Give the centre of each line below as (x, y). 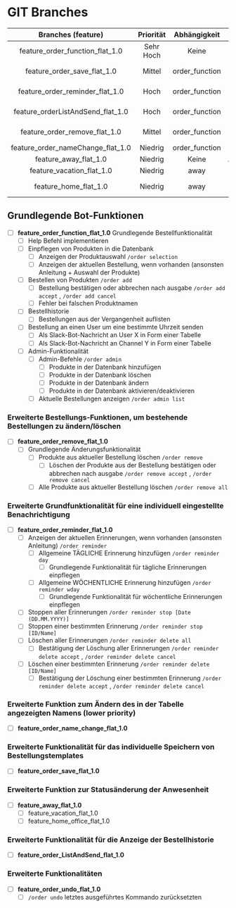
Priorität (152, 34)
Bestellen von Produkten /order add (80, 280)
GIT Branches (48, 12)
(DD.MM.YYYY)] (48, 619)
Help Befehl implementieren (68, 241)
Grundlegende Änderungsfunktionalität (84, 449)
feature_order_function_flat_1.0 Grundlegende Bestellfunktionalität (115, 232)
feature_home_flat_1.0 (71, 186)
